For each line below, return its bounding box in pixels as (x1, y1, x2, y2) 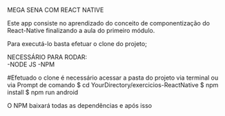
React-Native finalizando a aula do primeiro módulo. (7, 27, 155, 34)
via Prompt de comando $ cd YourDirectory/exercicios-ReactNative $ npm (7, 81, 219, 89)
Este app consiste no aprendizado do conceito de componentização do (7, 19, 211, 27)
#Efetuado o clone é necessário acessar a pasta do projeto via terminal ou (7, 73, 219, 82)
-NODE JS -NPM (7, 60, 55, 68)
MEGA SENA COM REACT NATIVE (7, 6, 104, 14)
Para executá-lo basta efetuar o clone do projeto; (7, 40, 147, 47)
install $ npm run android (7, 89, 79, 96)
